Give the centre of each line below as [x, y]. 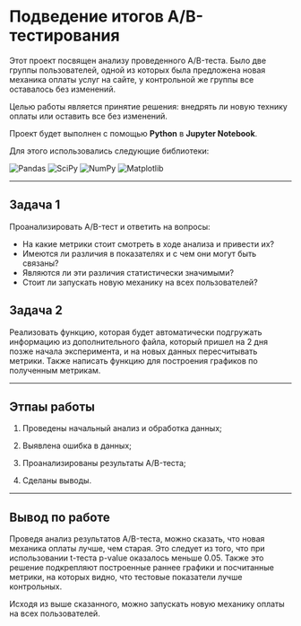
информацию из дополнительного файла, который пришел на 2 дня [139, 341]
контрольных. [36, 586]
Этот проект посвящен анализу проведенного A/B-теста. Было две [138, 60]
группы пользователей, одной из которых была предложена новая [138, 70]
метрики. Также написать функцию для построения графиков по [133, 360]
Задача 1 [35, 205]
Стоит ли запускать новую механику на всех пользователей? [140, 282]
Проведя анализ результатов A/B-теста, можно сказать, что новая [137, 539]
